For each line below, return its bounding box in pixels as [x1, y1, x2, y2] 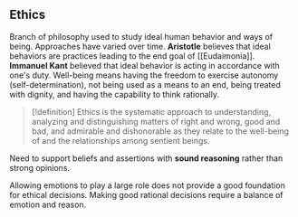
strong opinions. [9, 162, 71, 173]
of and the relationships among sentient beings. [31, 135, 210, 146]
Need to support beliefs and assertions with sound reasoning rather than [9, 153, 284, 164]
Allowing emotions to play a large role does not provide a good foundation [9, 180, 285, 191]
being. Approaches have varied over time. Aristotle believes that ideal [9, 41, 272, 52]
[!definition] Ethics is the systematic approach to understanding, [31, 106, 272, 117]
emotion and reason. [9, 199, 87, 210]
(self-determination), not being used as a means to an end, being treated [9, 79, 281, 90]
